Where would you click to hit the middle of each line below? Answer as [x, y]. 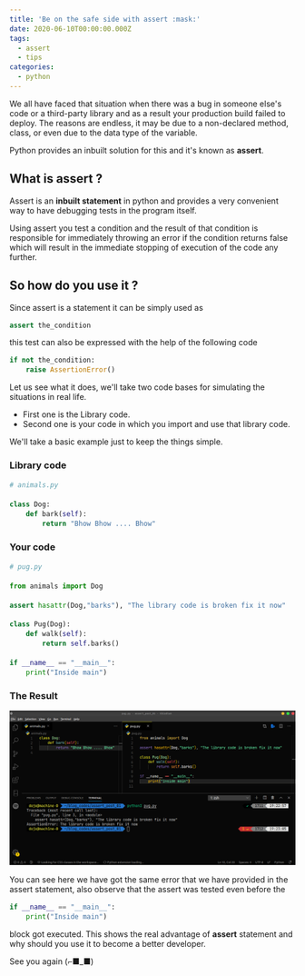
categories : [32, 67]
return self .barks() [81, 644]
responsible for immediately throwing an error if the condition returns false [149, 237]
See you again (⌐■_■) [52, 961]
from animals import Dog [56, 586]
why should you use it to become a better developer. [108, 943]
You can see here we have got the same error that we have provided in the [149, 880]
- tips [30, 58]
